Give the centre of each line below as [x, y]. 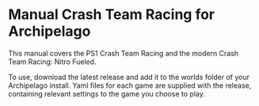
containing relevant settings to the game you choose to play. [107, 93]
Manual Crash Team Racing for [112, 15]
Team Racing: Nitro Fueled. [52, 62]
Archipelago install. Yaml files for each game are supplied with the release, [130, 85]
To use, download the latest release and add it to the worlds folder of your [129, 77]
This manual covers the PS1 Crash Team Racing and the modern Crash [124, 53]
